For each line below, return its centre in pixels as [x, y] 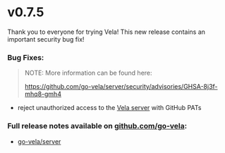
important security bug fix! [46, 39]
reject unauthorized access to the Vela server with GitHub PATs [109, 108]
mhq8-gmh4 [43, 94]
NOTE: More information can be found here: [89, 73]
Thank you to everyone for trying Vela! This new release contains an [107, 32]
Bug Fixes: [26, 57]
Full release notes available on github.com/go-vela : [97, 126]
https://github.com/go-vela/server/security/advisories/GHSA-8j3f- [121, 87]
